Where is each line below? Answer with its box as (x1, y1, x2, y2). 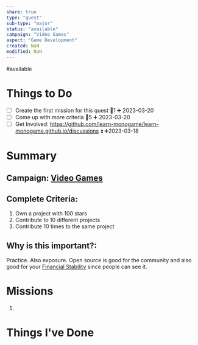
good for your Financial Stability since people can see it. (6, 263, 147, 271)
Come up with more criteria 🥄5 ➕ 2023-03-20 (15, 113, 130, 120)
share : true (6, 9, 37, 15)
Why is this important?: (6, 240, 97, 251)
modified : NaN (6, 49, 43, 55)
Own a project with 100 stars (15, 210, 87, 217)
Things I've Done (6, 326, 94, 340)
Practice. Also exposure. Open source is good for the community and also (6, 257, 192, 264)
